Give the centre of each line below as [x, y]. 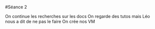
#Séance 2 [16, 7]
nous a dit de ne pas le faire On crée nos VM [50, 22]
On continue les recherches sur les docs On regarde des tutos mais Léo [78, 16]
